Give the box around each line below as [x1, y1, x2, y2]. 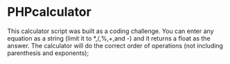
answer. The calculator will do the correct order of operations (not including [7, 41, 224, 50]
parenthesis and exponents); [7, 49, 89, 57]
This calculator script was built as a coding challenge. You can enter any [7, 27, 214, 35]
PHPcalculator [7, 4, 91, 20]
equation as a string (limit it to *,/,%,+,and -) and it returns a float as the [7, 34, 211, 42]
